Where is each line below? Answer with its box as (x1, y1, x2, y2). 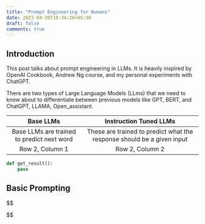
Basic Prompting (6, 183, 71, 193)
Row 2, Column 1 (19, 145, 69, 153)
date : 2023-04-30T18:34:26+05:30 (6, 15, 92, 21)
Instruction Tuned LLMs (104, 117, 176, 126)
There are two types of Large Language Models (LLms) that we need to (6, 90, 186, 97)
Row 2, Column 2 (115, 145, 165, 153)
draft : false (6, 20, 40, 26)
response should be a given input (92, 135, 188, 143)
